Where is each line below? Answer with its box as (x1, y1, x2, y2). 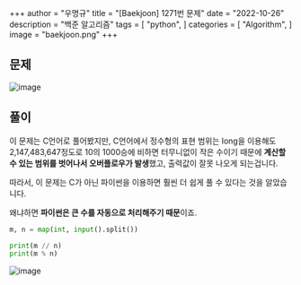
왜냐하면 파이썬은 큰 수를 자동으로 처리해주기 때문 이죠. (9, 207, 198, 218)
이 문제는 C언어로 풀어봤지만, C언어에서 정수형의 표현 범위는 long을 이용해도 (9, 135, 277, 146)
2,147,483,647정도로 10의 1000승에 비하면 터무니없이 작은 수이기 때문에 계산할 (9, 146, 286, 157)
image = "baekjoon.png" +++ (9, 30, 119, 39)
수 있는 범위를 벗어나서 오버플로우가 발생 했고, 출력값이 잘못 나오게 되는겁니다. (9, 158, 279, 168)
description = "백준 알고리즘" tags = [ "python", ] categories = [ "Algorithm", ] (9, 19, 292, 30)
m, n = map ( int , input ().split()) (9, 225, 139, 234)
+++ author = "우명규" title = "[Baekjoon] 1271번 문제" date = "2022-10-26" (9, 8, 285, 18)
